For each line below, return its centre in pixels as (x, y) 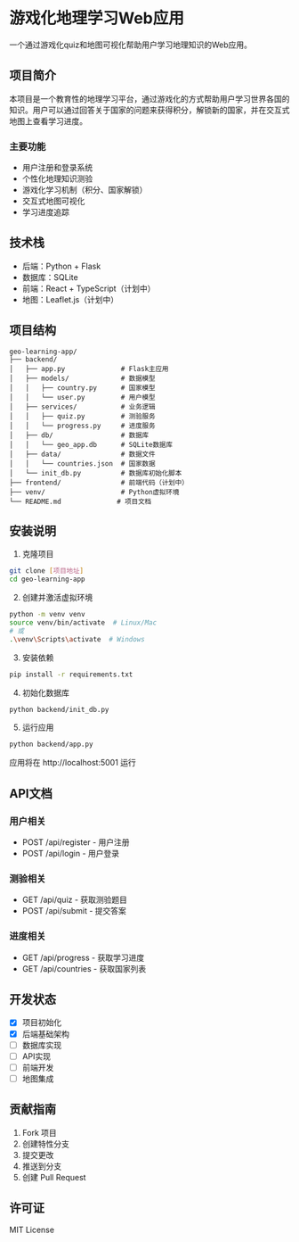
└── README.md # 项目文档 (81, 501)
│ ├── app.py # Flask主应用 (89, 368)
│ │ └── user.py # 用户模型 (82, 397)
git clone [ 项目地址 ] (47, 571)
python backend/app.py (51, 745)
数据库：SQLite (50, 277)
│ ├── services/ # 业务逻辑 (82, 407)
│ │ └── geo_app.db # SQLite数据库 (91, 444)
